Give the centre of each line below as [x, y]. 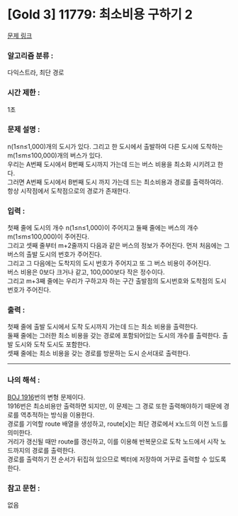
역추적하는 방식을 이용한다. [57, 415]
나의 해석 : [24, 380]
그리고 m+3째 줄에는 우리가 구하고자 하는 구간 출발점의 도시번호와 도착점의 [110, 281]
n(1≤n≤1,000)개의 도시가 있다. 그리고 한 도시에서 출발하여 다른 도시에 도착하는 [115, 146]
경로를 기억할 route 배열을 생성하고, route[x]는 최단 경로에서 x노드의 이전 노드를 [118, 424]
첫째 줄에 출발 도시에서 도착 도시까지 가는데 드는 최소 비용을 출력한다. [103, 326]
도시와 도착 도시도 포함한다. [52, 344]
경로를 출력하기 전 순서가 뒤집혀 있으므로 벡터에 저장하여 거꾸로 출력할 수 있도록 [117, 459]
